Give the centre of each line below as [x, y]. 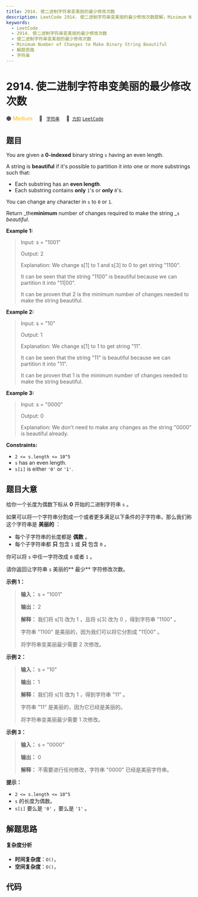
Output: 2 [32, 254]
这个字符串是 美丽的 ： [33, 524]
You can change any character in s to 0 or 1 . [60, 202]
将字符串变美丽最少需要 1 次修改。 [62, 719]
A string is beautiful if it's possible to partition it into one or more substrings [98, 166]
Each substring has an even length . [58, 184]
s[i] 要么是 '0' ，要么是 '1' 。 [52, 809]
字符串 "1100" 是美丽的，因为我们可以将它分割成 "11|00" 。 [92, 632]
